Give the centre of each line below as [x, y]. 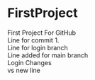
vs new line [24, 70]
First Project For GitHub [42, 33]
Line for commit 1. [33, 40]
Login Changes [29, 62]
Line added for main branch [48, 55]
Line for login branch [38, 47]
